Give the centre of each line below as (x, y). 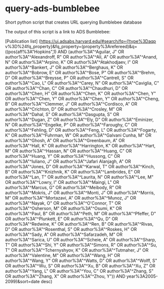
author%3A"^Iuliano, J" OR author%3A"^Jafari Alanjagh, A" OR (68, 161)
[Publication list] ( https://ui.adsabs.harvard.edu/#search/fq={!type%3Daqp (81, 41)
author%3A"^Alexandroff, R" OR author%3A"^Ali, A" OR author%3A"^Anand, (81, 57)
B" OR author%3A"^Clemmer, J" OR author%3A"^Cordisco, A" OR (71, 104)
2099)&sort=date (23, 281)
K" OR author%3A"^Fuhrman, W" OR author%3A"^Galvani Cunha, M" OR (78, 135)
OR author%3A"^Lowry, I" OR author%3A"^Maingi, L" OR (62, 182)
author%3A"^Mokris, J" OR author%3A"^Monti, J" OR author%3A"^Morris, (80, 193)
